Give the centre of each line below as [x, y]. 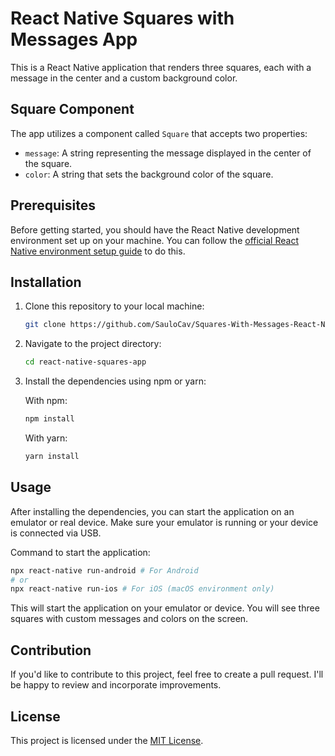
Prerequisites [53, 205]
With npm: [46, 401]
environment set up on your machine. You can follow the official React [154, 240]
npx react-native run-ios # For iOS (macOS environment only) [142, 589]
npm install [49, 419]
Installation [46, 282]
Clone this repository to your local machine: [114, 306]
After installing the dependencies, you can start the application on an [152, 511]
